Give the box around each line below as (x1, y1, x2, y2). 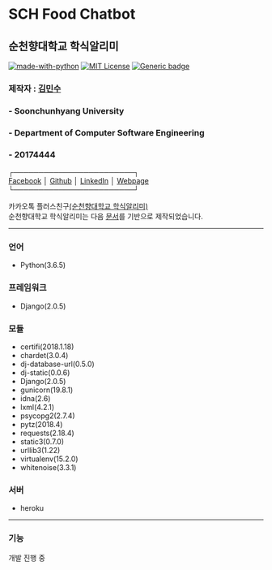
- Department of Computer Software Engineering (8, 127, 205, 138)
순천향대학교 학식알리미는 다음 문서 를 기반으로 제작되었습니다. (8, 212, 204, 222)
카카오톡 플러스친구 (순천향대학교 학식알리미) (8, 201, 148, 211)
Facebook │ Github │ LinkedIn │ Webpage (8, 176, 150, 186)
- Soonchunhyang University (8, 105, 125, 116)
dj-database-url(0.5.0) (19, 359, 95, 369)
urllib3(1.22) (19, 445, 61, 455)
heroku (19, 503, 45, 513)
